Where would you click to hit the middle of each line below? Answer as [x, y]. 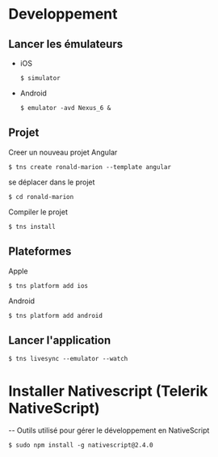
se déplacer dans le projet [52, 182]
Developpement [63, 14]
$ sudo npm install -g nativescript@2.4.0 [81, 446]
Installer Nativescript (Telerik [108, 391]
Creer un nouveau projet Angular [63, 152]
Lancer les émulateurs [66, 44]
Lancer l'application [60, 341]
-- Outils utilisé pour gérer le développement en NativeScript [109, 430]
